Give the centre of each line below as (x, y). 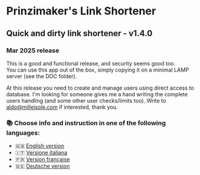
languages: (23, 132)
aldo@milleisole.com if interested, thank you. (62, 107)
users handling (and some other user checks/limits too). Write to (86, 100)
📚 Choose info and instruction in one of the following (86, 123)
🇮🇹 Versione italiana (41, 153)
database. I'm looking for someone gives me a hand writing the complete (97, 94)
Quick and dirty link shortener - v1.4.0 (79, 33)
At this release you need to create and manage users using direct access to (100, 88)
